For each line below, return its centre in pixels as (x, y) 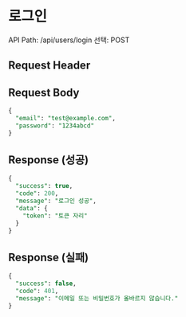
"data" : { (32, 208)
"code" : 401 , (37, 292)
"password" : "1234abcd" (55, 125)
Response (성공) (49, 160)
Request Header (49, 66)
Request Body (44, 92)
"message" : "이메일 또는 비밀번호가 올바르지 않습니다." (97, 298)
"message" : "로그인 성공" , (56, 201)
